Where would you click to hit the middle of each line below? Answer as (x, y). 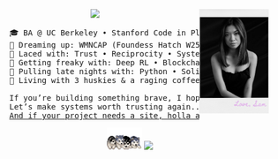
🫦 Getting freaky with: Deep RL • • (114, 62)
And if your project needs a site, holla (100, 115)
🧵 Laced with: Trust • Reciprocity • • (135, 53)
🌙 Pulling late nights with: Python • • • (131, 71)
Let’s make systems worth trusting (86, 106)
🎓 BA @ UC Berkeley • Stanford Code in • (128, 33)
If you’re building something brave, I (95, 98)
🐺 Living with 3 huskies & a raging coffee (105, 80)
